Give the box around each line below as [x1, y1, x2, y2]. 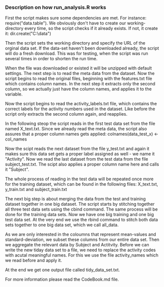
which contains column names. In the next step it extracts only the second [5, 81, 156, 87]
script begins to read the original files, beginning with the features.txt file [5, 75, 152, 82]
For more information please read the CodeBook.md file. [5, 276, 119, 283]
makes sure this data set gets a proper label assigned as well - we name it [5, 151, 155, 157]
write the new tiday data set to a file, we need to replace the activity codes [5, 247, 156, 253]
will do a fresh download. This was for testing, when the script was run [5, 50, 148, 56]
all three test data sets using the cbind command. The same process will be [5, 206, 158, 212]
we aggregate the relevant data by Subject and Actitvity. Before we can [5, 242, 149, 248]
